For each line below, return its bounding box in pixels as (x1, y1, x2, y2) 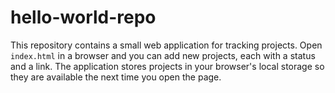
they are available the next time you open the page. (10, 71, 222, 83)
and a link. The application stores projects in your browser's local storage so (10, 60, 325, 72)
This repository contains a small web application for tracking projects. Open (10, 39, 323, 51)
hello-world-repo (10, 6, 157, 29)
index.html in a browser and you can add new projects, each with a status (10, 49, 316, 61)
